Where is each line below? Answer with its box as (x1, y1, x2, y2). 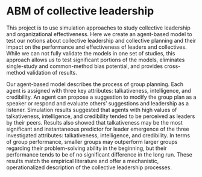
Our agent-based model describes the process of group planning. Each (6, 80, 184, 88)
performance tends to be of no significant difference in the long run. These (6, 151, 193, 158)
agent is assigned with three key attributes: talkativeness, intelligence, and (6, 87, 191, 94)
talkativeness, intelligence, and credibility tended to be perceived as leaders (6, 113, 195, 120)
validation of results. (27, 69, 77, 76)
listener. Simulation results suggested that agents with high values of (6, 106, 177, 113)
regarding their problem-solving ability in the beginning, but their (6, 144, 167, 152)
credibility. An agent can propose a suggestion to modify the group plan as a (6, 93, 197, 101)
